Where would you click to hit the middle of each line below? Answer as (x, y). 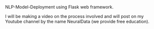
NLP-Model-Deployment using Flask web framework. (59, 7)
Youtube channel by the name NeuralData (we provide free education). (77, 22)
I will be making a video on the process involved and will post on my (75, 16)
